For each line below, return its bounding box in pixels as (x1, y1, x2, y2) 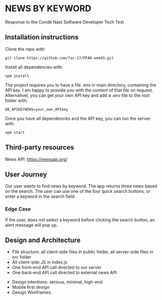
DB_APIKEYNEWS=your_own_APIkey (5, 107, 68, 112)
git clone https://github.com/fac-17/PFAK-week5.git (5, 56, 114, 60)
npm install (5, 74, 29, 78)
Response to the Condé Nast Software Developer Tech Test (5, 19, 124, 25)
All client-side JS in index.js (12, 259, 67, 265)
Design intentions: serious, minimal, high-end (12, 279, 103, 285)
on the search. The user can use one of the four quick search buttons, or (5, 188, 150, 194)
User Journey (5, 170, 47, 178)
